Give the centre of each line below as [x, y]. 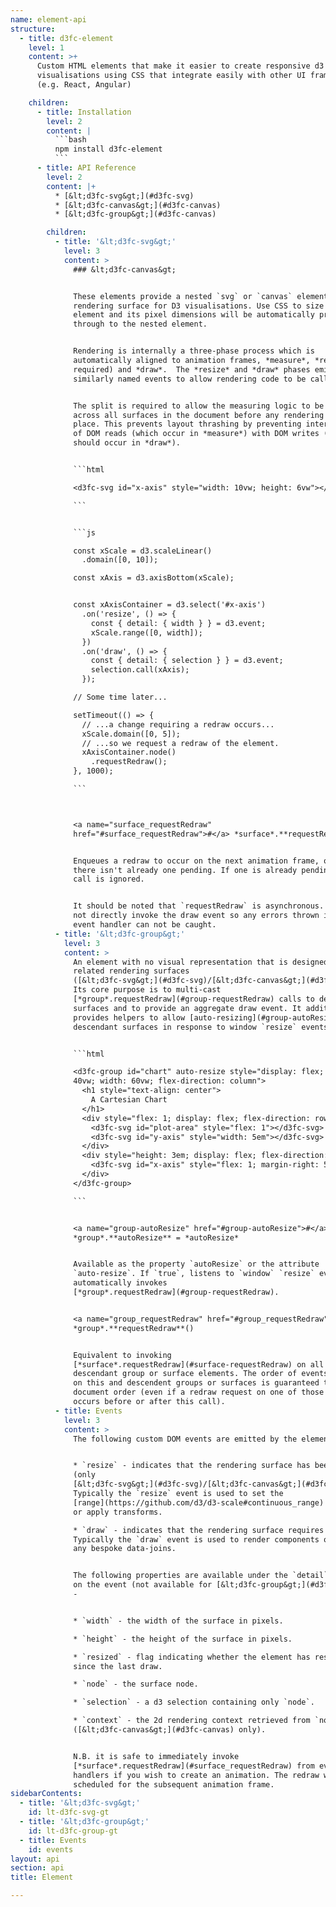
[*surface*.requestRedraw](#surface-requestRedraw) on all [199, 1364]
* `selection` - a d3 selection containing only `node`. [194, 1702]
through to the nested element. [140, 324]
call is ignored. [109, 879]
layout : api [35, 1859]
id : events [51, 1849]
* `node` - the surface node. [136, 1684]
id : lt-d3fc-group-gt [73, 1831]
